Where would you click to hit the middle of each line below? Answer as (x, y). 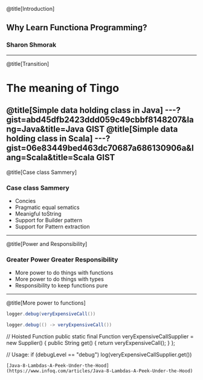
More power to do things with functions (64, 273)
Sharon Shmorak (31, 45)
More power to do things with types (59, 279)
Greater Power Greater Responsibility (62, 259)
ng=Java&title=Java (45, 129)
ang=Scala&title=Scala (50, 157)
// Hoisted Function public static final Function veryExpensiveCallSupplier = (100, 337)
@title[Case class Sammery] (42, 172)
